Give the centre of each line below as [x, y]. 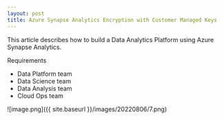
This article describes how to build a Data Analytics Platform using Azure [111, 39]
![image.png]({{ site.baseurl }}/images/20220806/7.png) [87, 109]
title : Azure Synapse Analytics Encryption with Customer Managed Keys [112, 20]
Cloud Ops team [40, 96]
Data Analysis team [44, 88]
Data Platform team [44, 74]
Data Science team [44, 81]
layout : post [26, 13]
